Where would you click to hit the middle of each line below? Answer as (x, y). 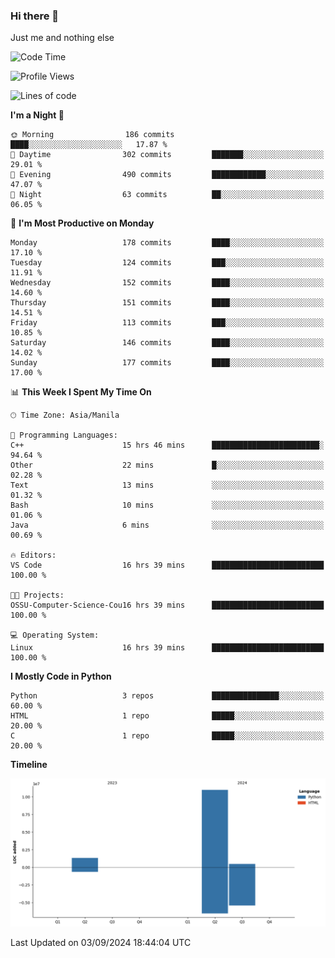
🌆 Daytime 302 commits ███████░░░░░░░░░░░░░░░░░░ (167, 155)
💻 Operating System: (55, 635)
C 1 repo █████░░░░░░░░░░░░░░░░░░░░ (167, 736)
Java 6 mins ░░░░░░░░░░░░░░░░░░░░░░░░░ (167, 525)
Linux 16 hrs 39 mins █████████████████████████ (167, 648)
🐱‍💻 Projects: (37, 595)
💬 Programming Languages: (64, 435)
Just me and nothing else (62, 38)
